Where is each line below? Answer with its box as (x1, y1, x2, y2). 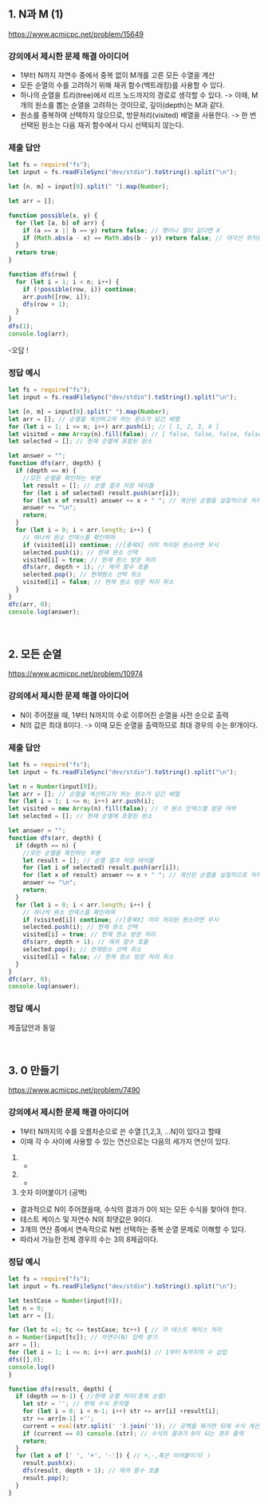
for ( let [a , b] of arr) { (15, 219, 105, 227)
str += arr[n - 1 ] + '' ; (22, 1415, 94, 1423)
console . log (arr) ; (8, 330, 69, 338)
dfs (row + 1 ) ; (22, 300, 69, 308)
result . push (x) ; (22, 1459, 77, 1467)
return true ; (15, 248, 59, 257)
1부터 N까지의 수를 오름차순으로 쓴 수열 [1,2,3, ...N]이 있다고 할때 (19, 1126, 221, 1136)
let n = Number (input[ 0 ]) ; (8, 782, 98, 791)
